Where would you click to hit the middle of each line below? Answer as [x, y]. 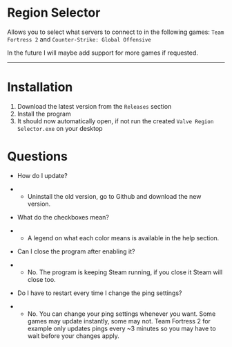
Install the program [44, 114]
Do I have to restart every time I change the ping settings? [99, 293]
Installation [40, 87]
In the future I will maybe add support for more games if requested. [103, 53]
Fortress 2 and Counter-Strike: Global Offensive [79, 39]
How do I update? [42, 175]
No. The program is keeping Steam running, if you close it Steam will [125, 272]
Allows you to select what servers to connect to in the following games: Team [116, 32]
